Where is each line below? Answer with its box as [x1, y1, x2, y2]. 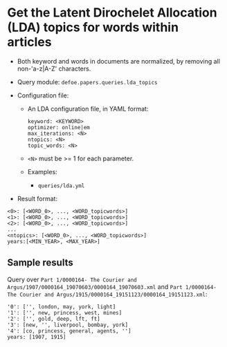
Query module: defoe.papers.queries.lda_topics [17, 77, 158, 86]
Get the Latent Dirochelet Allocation [7, 5, 217, 21]
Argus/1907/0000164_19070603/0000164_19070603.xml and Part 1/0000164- [7, 282, 217, 291]
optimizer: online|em [27, 124, 90, 131]
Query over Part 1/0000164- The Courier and [7, 275, 137, 283]
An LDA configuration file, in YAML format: [27, 104, 149, 113]
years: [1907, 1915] [7, 333, 67, 340]
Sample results [7, 257, 74, 269]
